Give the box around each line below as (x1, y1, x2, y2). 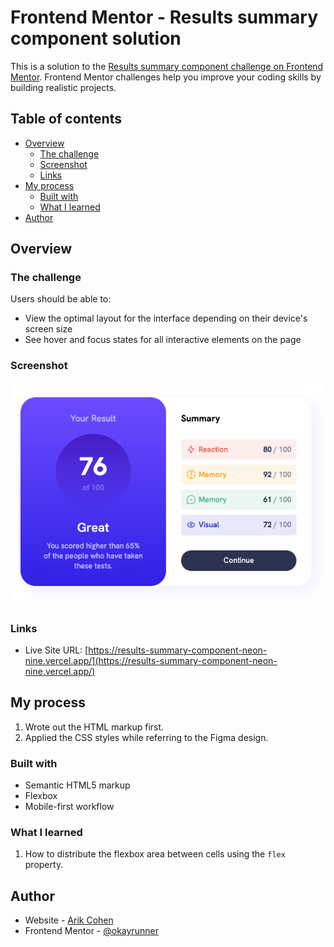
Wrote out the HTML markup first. (24, 721, 165, 733)
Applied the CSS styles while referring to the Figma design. (24, 731, 269, 743)
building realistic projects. (10, 81, 117, 93)
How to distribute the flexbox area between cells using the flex (24, 848, 286, 860)
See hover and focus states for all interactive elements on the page (24, 334, 302, 346)
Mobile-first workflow (24, 801, 115, 813)
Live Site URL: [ (24, 644, 89, 656)
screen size (24, 323, 73, 335)
